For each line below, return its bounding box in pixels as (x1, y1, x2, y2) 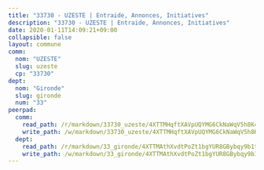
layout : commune (8, 41, 61, 49)
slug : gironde (15, 92, 61, 99)
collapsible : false (8, 33, 72, 42)
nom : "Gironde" (15, 84, 65, 92)
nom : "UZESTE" (15, 56, 61, 63)
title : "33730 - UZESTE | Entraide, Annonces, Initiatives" (8, 11, 210, 20)
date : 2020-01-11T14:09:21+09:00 (8, 26, 118, 34)
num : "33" (15, 99, 47, 107)
